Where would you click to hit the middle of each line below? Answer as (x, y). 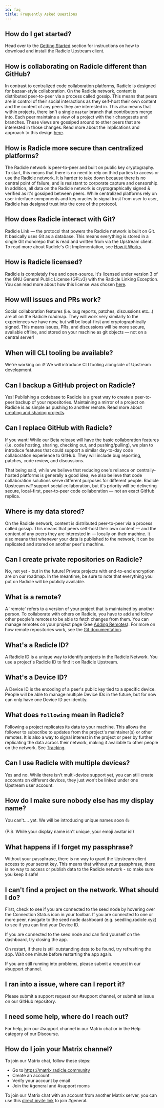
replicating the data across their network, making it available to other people (82, 742)
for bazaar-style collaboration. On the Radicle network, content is (71, 91)
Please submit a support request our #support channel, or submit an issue (80, 996)
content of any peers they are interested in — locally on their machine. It (78, 534)
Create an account (31, 1076)
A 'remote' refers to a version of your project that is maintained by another (80, 609)
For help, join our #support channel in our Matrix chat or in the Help (73, 1028)
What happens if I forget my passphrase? (69, 847)
